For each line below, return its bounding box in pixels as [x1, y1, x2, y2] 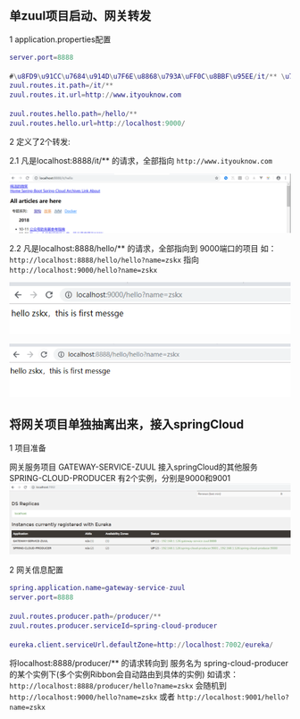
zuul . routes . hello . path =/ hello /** [9, 110, 138, 119]
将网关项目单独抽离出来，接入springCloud [9, 417, 245, 432]
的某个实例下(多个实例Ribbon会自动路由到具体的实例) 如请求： [9, 669, 239, 680]
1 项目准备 [9, 442, 46, 453]
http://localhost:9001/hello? [177, 692, 290, 702]
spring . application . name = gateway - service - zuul [9, 584, 186, 593]
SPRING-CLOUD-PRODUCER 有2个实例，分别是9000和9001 [9, 472, 231, 483]
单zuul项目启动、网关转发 [9, 8, 152, 24]
